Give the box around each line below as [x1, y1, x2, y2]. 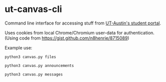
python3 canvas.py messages [4, 71, 63, 77]
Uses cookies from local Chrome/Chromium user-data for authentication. [4, 29, 155, 35]
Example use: [4, 44, 33, 50]
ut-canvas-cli [4, 3, 62, 15]
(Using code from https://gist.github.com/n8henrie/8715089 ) [4, 35, 130, 41]
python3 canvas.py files [4, 54, 56, 59]
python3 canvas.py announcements [4, 63, 74, 68]
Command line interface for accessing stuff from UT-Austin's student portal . [4, 20, 162, 26]
